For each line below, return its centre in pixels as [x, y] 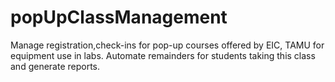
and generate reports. [55, 66]
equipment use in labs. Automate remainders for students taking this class [163, 55]
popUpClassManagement [119, 17]
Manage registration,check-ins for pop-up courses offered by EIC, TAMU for [167, 45]
